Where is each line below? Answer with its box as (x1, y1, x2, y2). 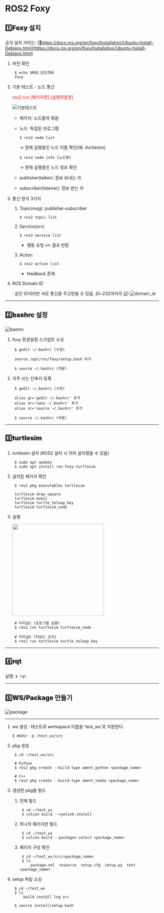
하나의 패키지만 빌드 (19, 821, 58, 827)
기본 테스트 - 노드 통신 (12, 84, 55, 90)
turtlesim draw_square (14, 492, 61, 496)
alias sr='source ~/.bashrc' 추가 (14, 406, 83, 411)
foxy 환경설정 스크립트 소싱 (12, 336, 64, 342)
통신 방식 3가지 (12, 196, 41, 201)
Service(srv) (19, 223, 45, 229)
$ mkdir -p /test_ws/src (12, 734, 63, 739)
